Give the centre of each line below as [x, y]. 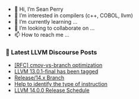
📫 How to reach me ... [42, 35]
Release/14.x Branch [39, 78]
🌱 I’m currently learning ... [46, 22]
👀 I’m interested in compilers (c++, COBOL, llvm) [73, 15]
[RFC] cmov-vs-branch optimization [58, 65]
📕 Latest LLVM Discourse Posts [51, 52]
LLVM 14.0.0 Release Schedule [52, 90]
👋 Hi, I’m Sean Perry [39, 9]
